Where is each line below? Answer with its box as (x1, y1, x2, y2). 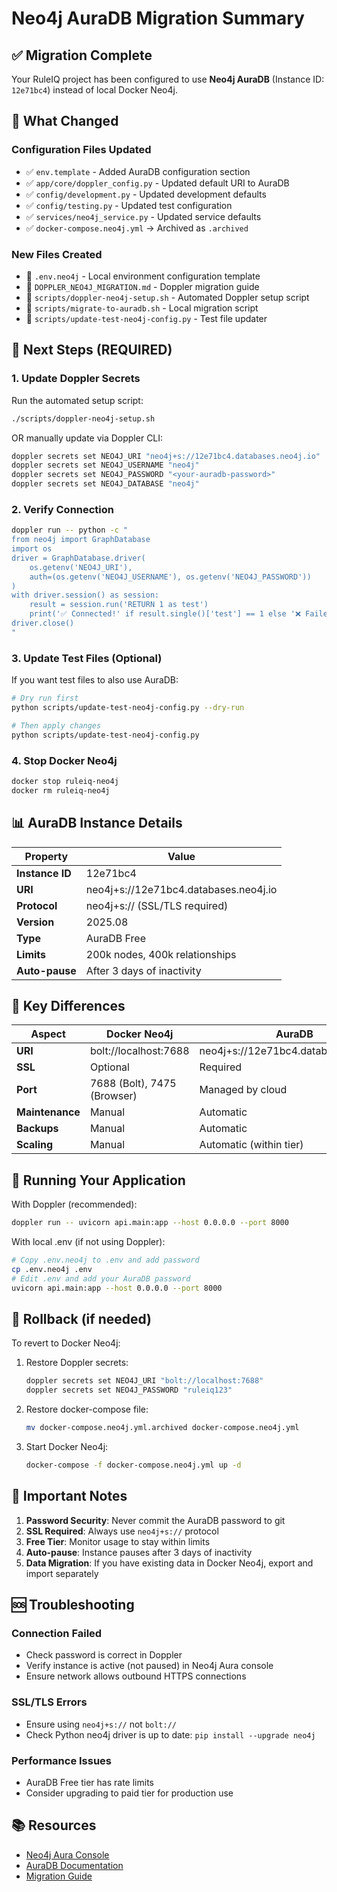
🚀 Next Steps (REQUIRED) (11, 342, 173, 359)
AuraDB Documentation (25, 1859, 124, 1871)
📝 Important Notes (11, 1488, 128, 1505)
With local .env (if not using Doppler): (11, 1236, 166, 1247)
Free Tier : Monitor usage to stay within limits (25, 1535, 211, 1547)
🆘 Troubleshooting (11, 1597, 135, 1614)
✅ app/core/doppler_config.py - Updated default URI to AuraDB (25, 177, 290, 189)
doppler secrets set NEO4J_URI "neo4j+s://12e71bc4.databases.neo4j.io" (11, 451, 321, 461)
